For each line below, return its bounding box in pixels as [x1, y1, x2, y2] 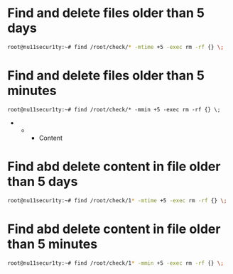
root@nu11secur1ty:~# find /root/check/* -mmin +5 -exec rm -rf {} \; [7, 106, 221, 113]
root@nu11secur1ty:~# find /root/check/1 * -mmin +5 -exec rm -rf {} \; [7, 259, 224, 267]
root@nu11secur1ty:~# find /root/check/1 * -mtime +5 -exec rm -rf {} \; [7, 197, 227, 204]
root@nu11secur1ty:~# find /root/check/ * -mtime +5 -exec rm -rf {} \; [7, 43, 224, 50]
